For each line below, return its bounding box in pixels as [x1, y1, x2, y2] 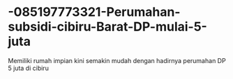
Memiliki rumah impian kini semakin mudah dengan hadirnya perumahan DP [8, 56, 226, 64]
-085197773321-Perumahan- [8, 4, 181, 20]
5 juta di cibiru [8, 64, 50, 72]
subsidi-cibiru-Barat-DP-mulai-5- [8, 19, 208, 35]
